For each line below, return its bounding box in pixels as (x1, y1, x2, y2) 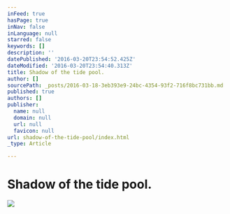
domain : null (13, 114, 52, 121)
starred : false (7, 36, 52, 43)
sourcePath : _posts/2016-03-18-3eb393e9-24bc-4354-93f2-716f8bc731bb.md (7, 82, 224, 89)
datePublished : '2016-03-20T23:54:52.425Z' (7, 56, 136, 63)
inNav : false (7, 23, 45, 30)
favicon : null (13, 127, 55, 134)
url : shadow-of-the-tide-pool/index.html (7, 134, 130, 141)
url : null (13, 120, 42, 128)
